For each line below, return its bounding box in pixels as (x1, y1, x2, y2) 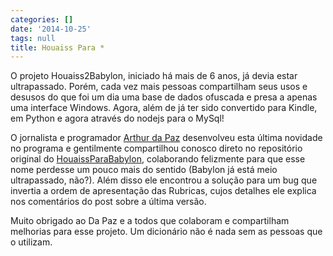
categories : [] (10, 14, 74, 25)
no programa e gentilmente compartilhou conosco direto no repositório (10, 142, 303, 155)
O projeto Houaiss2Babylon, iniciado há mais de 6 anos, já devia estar (10, 70, 298, 82)
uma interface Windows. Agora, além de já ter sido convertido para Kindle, (10, 102, 318, 114)
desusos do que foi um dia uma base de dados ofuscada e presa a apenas (10, 91, 318, 103)
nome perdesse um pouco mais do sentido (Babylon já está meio (10, 164, 278, 176)
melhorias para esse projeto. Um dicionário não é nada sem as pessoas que (10, 226, 323, 238)
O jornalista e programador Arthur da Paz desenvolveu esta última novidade (10, 132, 323, 144)
